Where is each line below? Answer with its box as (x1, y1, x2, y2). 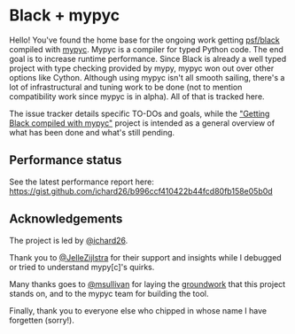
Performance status (9, 152, 122, 168)
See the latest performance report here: (9, 176, 155, 187)
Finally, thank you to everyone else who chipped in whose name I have (9, 305, 268, 315)
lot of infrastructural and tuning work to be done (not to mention (9, 82, 243, 92)
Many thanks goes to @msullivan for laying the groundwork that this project (9, 278, 286, 289)
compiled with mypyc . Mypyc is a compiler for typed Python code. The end (9, 43, 283, 54)
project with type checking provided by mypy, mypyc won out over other (9, 63, 275, 74)
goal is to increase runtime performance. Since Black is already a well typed (9, 53, 287, 64)
